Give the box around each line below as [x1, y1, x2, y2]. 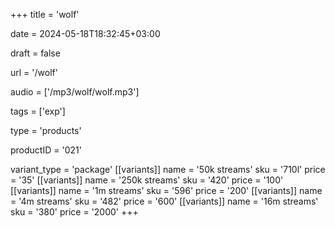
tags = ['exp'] [10, 105, 66, 117]
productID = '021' [10, 144, 82, 156]
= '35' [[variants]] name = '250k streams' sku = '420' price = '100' [10, 174, 284, 186]
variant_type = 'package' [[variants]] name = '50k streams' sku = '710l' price [10, 164, 326, 175]
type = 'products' [10, 125, 82, 136]
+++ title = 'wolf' [10, 9, 80, 20]
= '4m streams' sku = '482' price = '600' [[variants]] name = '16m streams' [10, 195, 319, 207]
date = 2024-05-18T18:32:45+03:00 [10, 28, 161, 39]
